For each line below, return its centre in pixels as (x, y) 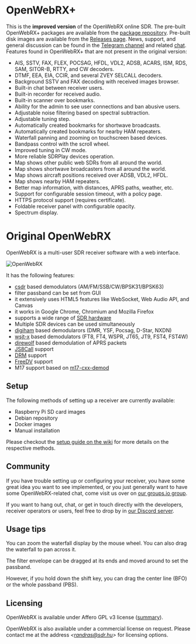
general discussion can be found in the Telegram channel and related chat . (96, 45)
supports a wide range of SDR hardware (63, 318)
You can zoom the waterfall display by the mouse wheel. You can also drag (97, 543)
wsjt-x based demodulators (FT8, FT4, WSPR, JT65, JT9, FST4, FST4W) (101, 336)
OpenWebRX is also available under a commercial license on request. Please (98, 629)
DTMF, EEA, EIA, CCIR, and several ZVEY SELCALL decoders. (88, 75)
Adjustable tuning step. (42, 119)
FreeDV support (34, 361)
